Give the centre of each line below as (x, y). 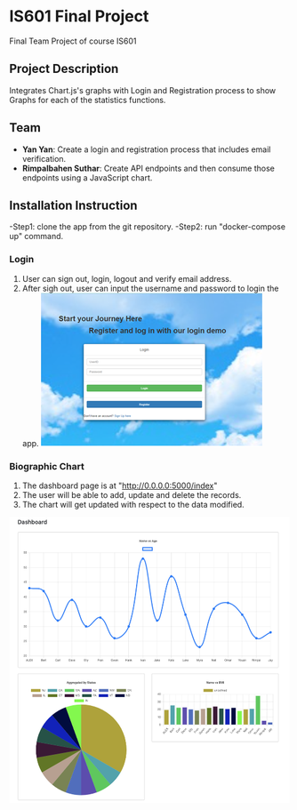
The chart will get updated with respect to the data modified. (133, 504)
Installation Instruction (73, 205)
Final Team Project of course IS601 (73, 41)
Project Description (64, 69)
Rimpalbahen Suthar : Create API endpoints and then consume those (148, 168)
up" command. (36, 237)
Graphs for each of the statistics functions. (88, 100)
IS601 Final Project (79, 16)
